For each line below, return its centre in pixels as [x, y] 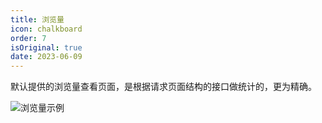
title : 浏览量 [37, 19]
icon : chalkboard [46, 29]
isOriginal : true [46, 47]
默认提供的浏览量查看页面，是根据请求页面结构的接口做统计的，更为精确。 [163, 87]
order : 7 [28, 38]
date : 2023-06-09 [46, 57]
